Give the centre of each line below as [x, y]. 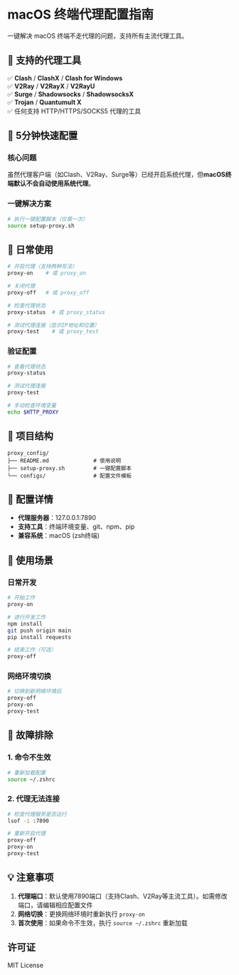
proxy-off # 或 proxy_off [48, 292]
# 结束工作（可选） [32, 650]
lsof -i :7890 [28, 821]
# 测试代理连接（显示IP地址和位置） [53, 325]
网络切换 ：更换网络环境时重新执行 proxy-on [81, 914]
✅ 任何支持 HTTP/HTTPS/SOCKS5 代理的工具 [74, 111]
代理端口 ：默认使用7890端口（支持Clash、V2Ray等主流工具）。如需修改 [122, 896]
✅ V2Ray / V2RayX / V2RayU [51, 86]
